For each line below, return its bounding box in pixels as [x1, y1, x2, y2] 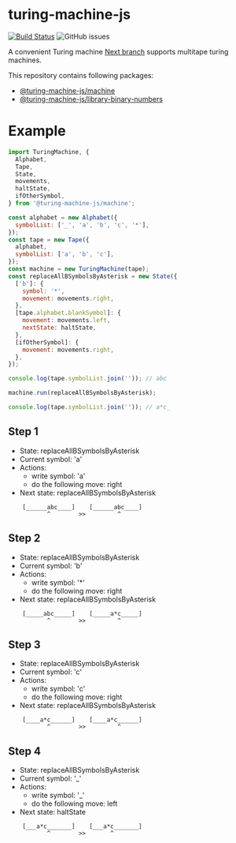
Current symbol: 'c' [19, 667, 83, 676]
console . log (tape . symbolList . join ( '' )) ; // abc [8, 375, 168, 383]
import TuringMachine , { [8, 148, 90, 155]
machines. [8, 55, 42, 65]
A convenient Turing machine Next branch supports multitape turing [8, 47, 229, 56]
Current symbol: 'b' [19, 560, 83, 570]
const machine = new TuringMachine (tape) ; [8, 265, 149, 273]
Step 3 [8, 638, 41, 651]
